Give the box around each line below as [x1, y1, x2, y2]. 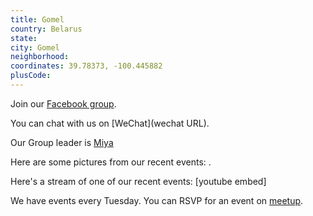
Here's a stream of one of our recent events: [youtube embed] [10, 175, 267, 187]
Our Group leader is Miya [10, 136, 114, 148]
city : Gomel [10, 42, 60, 53]
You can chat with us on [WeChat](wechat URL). [10, 117, 210, 129]
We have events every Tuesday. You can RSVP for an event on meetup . [10, 194, 304, 206]
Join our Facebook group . [10, 97, 117, 110]
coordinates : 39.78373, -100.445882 [10, 61, 163, 71]
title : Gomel [10, 14, 65, 25]
